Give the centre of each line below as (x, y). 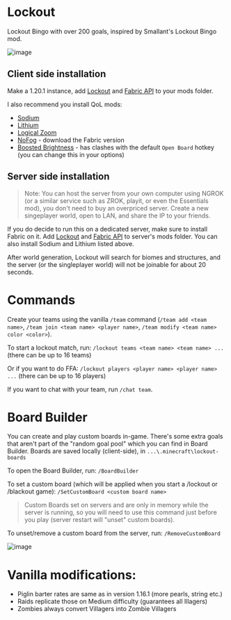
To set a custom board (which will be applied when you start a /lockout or (112, 484)
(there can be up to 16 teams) (49, 354)
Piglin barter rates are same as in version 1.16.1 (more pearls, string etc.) (120, 594)
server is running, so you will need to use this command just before (120, 512)
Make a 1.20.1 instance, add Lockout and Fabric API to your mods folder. (110, 90)
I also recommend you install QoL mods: (65, 104)
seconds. (21, 272)
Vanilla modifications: (72, 575)
